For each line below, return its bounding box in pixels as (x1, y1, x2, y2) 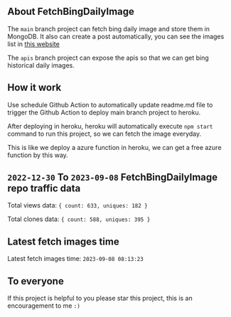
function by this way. (7, 151, 69, 159)
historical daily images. (7, 60, 75, 70)
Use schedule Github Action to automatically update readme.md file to (7, 100, 213, 109)
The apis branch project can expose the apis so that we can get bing (7, 53, 210, 62)
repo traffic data (7, 183, 81, 195)
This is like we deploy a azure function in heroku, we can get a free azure (7, 143, 222, 151)
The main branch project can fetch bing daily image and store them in (7, 24, 210, 33)
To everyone (7, 275, 64, 287)
